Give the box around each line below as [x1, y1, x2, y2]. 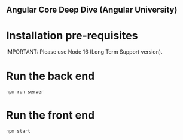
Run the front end [6, 108, 95, 122]
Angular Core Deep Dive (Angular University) [6, 5, 178, 15]
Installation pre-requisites [6, 29, 138, 42]
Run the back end [6, 69, 95, 83]
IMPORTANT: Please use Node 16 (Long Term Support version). [6, 48, 163, 55]
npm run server [6, 89, 44, 95]
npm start [6, 128, 31, 135]
